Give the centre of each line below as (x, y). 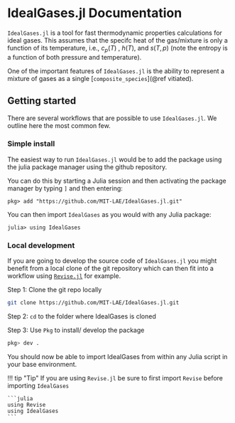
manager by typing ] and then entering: (65, 188)
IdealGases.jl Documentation (95, 13)
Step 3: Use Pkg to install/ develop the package (76, 330)
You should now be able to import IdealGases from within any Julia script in (117, 356)
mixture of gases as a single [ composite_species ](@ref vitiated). (100, 78)
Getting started (42, 101)
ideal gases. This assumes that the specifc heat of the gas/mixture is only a (118, 40)
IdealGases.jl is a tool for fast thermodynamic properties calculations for (115, 33)
